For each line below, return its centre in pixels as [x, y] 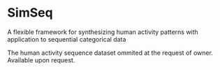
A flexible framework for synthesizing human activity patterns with [103, 32]
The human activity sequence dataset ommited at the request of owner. [110, 53]
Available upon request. [41, 60]
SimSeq [30, 13]
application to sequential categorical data [67, 39]
